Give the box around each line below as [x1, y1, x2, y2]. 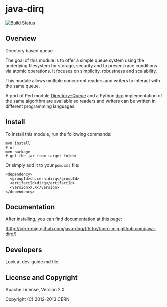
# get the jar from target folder [5, 153, 78, 158]
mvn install [5, 141, 30, 146]
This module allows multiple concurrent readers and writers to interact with [5, 77, 160, 83]
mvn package [5, 149, 30, 154]
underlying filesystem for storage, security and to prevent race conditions [5, 62, 157, 68]
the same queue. [5, 83, 40, 89]
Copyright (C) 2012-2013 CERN [5, 296, 70, 302]
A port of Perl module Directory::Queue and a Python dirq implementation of [5, 92, 162, 98]
